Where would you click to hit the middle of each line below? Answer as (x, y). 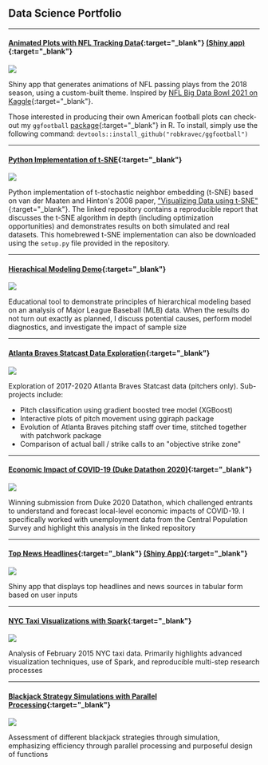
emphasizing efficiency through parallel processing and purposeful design (130, 746)
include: (50, 394)
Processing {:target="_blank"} (60, 704)
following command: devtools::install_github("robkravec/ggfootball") (128, 134)
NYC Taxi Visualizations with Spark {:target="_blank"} (100, 620)
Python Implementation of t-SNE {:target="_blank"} (95, 159)
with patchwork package (61, 435)
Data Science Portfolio (65, 13)
